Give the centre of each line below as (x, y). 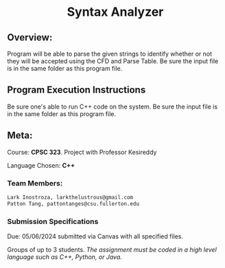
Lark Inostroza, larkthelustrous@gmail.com (70, 197)
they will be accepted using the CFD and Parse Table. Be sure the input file (113, 61)
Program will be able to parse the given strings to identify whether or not (110, 54)
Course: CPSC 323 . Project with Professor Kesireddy (82, 152)
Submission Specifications (53, 221)
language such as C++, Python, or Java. (64, 257)
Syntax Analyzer (115, 12)
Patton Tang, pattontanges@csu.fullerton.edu (73, 203)
